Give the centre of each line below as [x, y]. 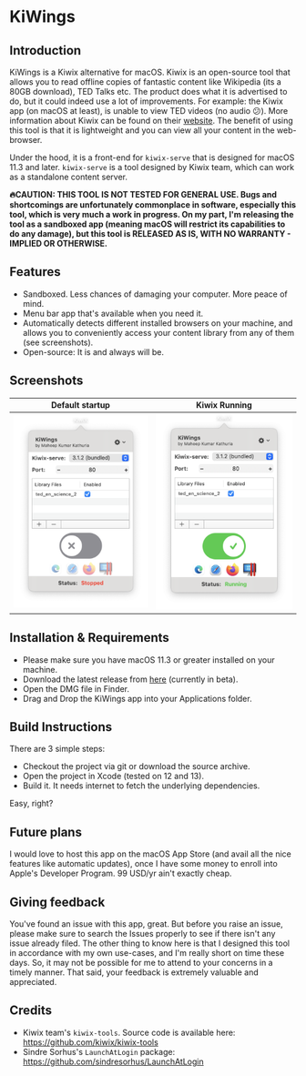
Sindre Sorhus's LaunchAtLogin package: [99, 1051]
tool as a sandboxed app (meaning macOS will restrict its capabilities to [148, 224]
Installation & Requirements [90, 638]
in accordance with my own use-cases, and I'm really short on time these [147, 953]
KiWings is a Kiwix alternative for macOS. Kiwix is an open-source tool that [150, 72]
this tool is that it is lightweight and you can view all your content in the [142, 130]
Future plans [46, 832]
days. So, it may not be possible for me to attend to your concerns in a [141, 963]
